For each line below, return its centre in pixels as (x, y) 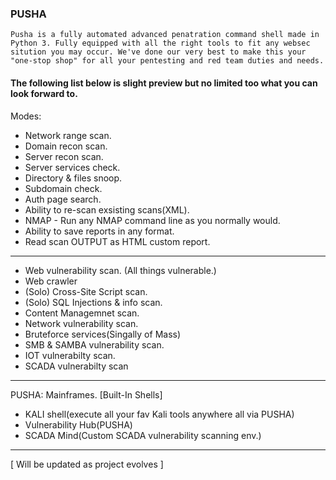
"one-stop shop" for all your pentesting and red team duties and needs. (167, 61)
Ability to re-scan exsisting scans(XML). (107, 209)
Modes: (26, 116)
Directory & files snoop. (73, 178)
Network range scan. (68, 135)
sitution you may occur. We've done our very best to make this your (158, 52)
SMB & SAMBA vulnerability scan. (94, 344)
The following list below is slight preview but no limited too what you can (164, 83)
